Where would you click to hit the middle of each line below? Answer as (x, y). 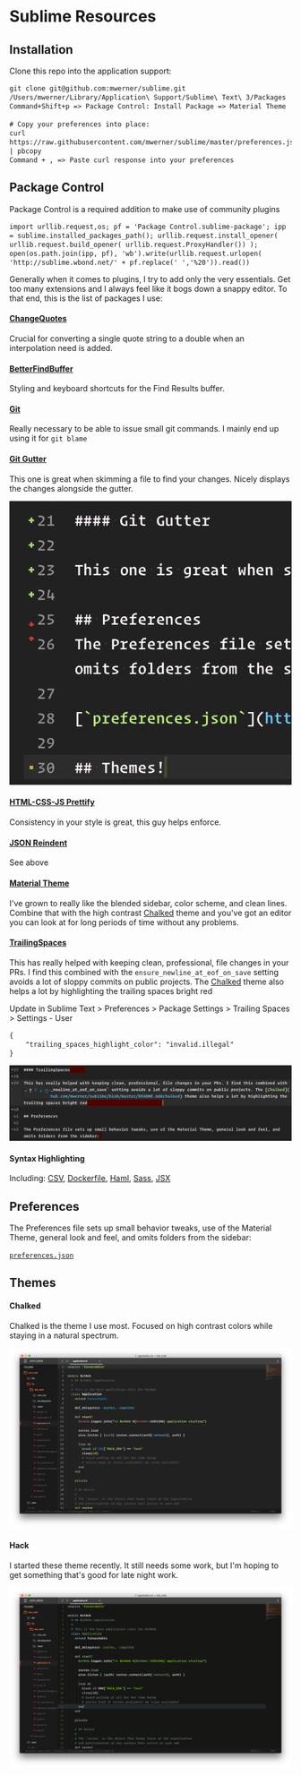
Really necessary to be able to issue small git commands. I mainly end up (144, 429)
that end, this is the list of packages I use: (86, 298)
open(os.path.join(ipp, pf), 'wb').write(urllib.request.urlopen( (136, 253)
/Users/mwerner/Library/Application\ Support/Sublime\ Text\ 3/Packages (148, 98)
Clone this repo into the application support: (90, 71)
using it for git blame (48, 438)
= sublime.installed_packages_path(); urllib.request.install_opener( (144, 236)
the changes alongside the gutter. (71, 488)
